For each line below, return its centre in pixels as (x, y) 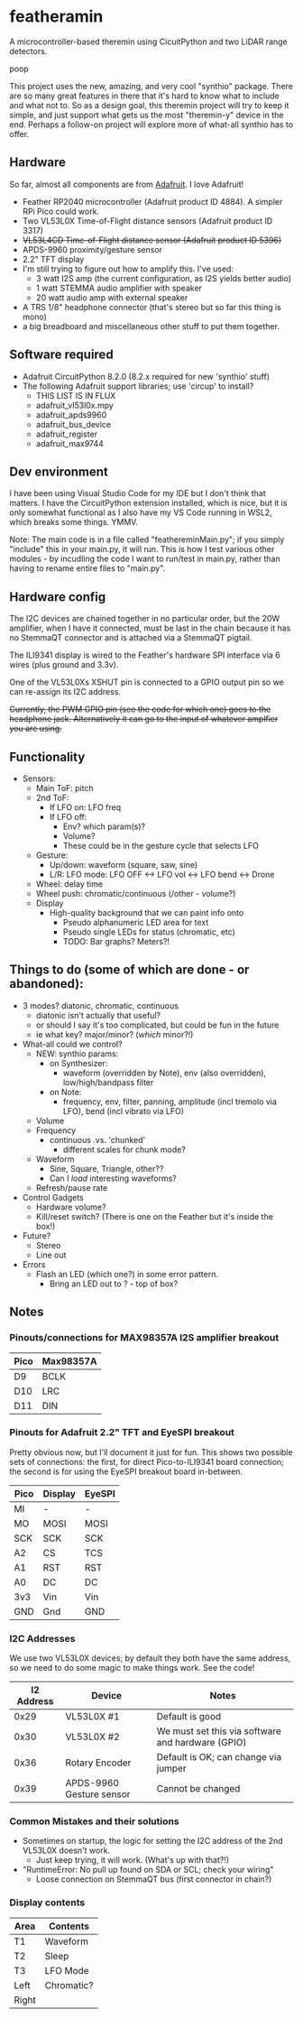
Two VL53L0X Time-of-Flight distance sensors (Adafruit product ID (147, 221)
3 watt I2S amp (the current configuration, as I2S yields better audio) (163, 278)
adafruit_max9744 (69, 443)
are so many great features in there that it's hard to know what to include (144, 96)
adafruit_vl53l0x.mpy (75, 405)
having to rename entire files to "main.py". (87, 568)
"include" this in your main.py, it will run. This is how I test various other (142, 549)
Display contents (47, 1903)
